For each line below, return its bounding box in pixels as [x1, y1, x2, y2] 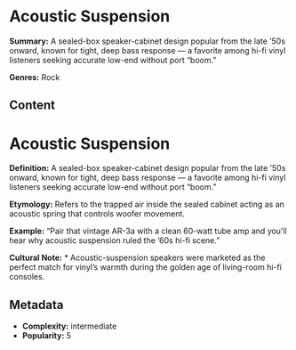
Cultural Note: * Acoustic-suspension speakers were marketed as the [9, 252, 266, 264]
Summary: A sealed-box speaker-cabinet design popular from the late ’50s [9, 36, 286, 46]
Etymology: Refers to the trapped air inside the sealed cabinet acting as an [9, 199, 284, 210]
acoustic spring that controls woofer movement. [9, 208, 185, 219]
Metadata [9, 297, 64, 313]
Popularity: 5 [21, 330, 72, 341]
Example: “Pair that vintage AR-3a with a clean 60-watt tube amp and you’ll [9, 225, 287, 237]
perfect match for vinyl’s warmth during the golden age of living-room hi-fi [9, 262, 283, 273]
